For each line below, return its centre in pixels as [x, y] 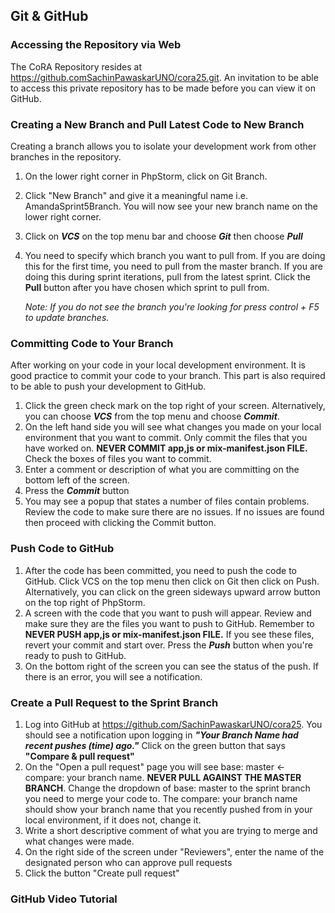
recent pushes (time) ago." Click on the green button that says [155, 745]
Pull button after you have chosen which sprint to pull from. [147, 287]
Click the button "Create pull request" [102, 873]
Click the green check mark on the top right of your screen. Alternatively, [175, 406]
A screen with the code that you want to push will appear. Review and [168, 613]
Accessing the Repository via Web [96, 45]
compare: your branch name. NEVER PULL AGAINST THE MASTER [163, 777]
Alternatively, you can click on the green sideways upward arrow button [172, 591]
